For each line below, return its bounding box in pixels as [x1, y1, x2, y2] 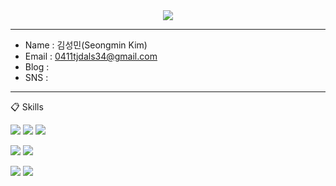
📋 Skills [10, 101, 44, 113]
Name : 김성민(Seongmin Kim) [24, 39, 148, 51]
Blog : [24, 61, 50, 73]
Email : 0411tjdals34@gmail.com [24, 50, 158, 62]
